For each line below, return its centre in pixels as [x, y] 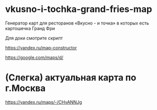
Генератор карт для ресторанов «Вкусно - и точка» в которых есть [77, 23]
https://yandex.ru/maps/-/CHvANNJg [44, 102]
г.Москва [25, 88]
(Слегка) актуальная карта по [71, 78]
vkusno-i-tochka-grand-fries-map [79, 9]
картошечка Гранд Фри [30, 28]
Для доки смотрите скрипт [34, 38]
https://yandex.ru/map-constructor [41, 47]
